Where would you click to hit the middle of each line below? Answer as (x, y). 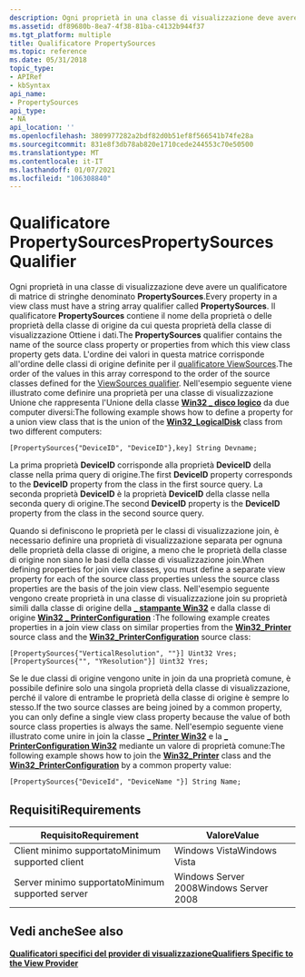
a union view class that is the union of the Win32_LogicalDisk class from (146, 422)
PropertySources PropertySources (142, 242)
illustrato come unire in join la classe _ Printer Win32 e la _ (119, 736)
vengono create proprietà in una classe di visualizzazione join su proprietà (148, 598)
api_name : (28, 94)
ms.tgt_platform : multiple (60, 35)
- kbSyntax (30, 85)
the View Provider (44, 962)
